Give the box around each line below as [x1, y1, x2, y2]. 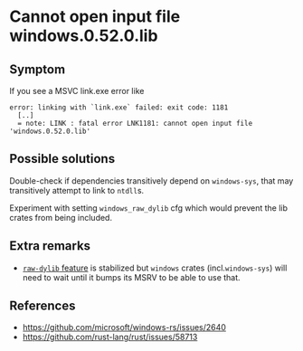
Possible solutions [9, 151, 116, 166]
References [9, 299, 76, 314]
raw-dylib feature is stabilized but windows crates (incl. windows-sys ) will [22, 262, 288, 273]
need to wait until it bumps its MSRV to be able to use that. [22, 271, 241, 282]
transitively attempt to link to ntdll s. [9, 185, 145, 195]
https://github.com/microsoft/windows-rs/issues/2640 [22, 322, 226, 333]
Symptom [9, 62, 66, 77]
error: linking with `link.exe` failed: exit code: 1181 [9, 103, 229, 112]
